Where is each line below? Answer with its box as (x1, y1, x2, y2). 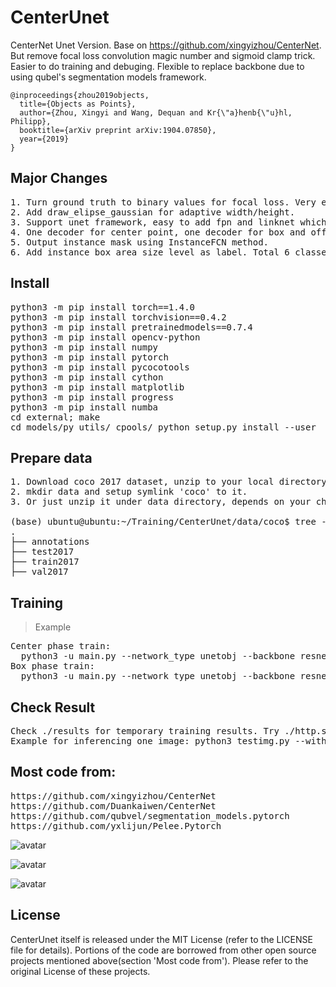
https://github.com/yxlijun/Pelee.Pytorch (10, 820, 222, 831)
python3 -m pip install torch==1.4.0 (10, 301, 196, 313)
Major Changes (10, 170, 108, 187)
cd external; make (10, 411, 101, 423)
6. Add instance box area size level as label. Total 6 (10, 246, 290, 258)
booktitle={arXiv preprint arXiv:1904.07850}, (19, 125, 217, 135)
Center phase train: (10, 641, 112, 652)
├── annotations (10, 536, 90, 548)
